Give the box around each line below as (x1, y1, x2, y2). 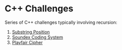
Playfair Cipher (11, 39, 43, 45)
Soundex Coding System (11, 34, 63, 40)
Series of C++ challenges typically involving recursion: (4, 19, 117, 25)
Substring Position (11, 29, 50, 35)
